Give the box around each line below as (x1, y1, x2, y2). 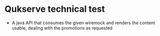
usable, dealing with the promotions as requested (11, 25, 113, 31)
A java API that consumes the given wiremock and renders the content (11, 20, 156, 26)
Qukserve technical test (4, 3, 105, 15)
